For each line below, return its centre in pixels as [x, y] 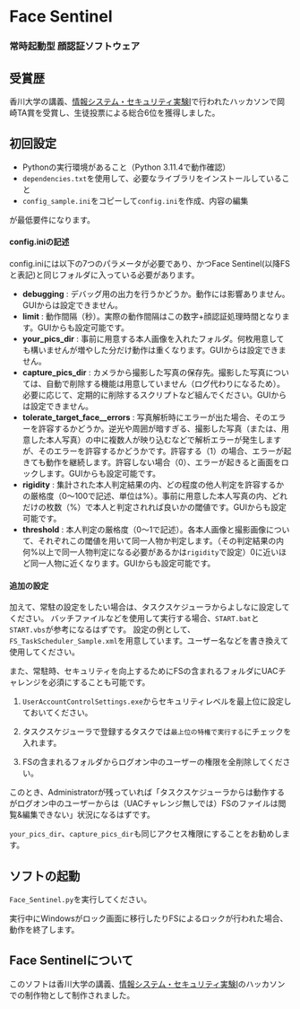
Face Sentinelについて [72, 961]
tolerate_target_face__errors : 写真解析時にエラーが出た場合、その [146, 417]
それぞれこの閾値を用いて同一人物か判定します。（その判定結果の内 [161, 540]
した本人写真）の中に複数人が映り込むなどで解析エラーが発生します [156, 439]
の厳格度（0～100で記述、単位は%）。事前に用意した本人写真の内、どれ [155, 496]
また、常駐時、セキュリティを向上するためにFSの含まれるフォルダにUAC [144, 671]
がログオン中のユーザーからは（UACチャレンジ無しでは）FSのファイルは [144, 803]
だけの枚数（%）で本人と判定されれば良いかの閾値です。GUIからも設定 [154, 507]
